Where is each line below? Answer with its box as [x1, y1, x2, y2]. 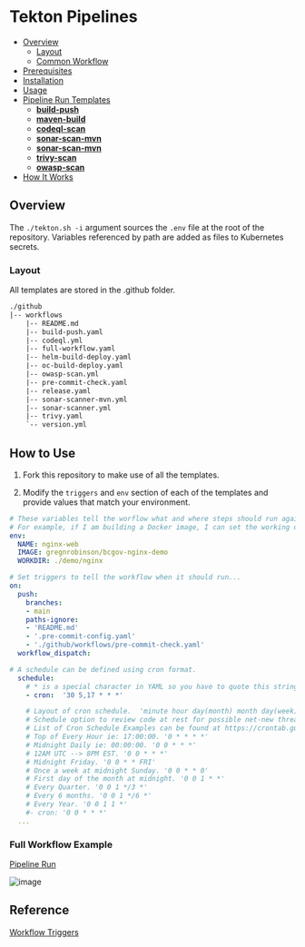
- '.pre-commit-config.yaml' [25, 632, 136, 641]
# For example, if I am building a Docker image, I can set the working [9, 522, 290, 532]
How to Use [9, 445, 76, 460]
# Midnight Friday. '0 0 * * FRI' [25, 757, 156, 766]
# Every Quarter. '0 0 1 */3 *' [25, 783, 148, 792]
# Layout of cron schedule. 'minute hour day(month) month [25, 706, 258, 716]
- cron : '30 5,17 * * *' [25, 690, 124, 700]
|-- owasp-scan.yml [25, 370, 100, 379]
